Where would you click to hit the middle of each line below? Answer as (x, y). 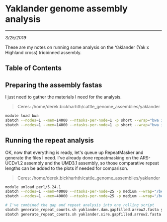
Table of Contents (34, 68)
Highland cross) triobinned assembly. (43, 52)
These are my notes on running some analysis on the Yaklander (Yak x (77, 47)
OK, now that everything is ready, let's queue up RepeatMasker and (74, 152)
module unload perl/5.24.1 (33, 187)
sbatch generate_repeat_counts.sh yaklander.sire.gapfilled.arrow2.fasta (83, 214)
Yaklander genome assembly (66, 9)
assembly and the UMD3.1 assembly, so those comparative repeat (91, 163)
